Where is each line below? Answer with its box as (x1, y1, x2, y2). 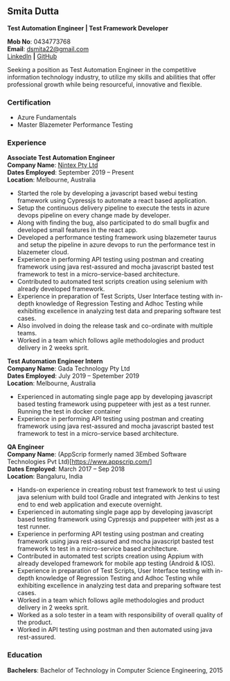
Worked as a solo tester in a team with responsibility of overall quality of (17, 611, 223, 619)
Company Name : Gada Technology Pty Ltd (7, 364, 130, 373)
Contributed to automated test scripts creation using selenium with (17, 277, 208, 286)
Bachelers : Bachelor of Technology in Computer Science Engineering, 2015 (7, 666, 223, 674)
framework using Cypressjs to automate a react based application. (17, 197, 208, 205)
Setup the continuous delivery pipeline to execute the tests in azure (17, 204, 210, 212)
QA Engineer (7, 443, 45, 451)
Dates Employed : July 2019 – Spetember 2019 (7, 372, 140, 380)
